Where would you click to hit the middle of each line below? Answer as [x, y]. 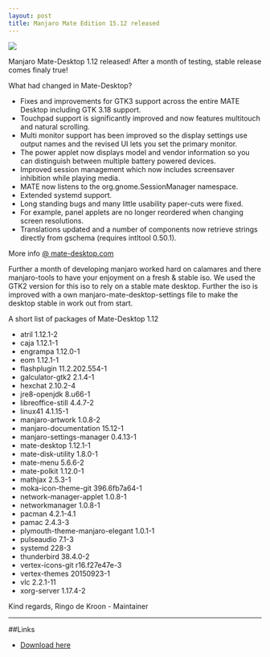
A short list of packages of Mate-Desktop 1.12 [84, 318]
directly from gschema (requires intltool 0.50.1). [98, 237]
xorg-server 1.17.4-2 [53, 590]
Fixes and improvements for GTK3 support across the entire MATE [130, 101]
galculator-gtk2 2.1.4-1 [57, 377]
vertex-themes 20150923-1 [65, 573]
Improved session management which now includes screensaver [127, 169]
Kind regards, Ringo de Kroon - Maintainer [78, 606]
